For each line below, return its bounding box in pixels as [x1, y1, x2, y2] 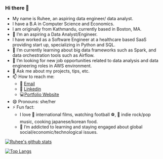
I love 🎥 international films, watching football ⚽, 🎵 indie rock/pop [19, 112, 151, 118]
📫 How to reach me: [12, 74, 55, 79]
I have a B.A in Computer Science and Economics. [12, 21, 115, 27]
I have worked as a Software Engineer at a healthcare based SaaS [12, 37, 147, 42]
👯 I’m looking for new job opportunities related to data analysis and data [12, 58, 159, 64]
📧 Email [19, 81, 36, 87]
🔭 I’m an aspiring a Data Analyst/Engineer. [12, 32, 98, 38]
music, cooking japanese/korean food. [19, 119, 98, 125]
